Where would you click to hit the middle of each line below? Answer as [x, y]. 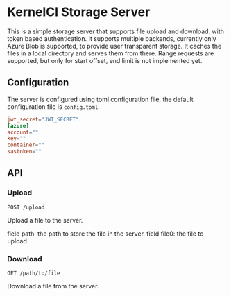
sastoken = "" [24, 152]
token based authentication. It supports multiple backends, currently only [112, 38]
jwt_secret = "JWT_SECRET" [43, 119]
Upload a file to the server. [45, 220]
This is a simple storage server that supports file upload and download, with [115, 31]
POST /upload [26, 207]
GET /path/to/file [34, 273]
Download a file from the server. [53, 286]
